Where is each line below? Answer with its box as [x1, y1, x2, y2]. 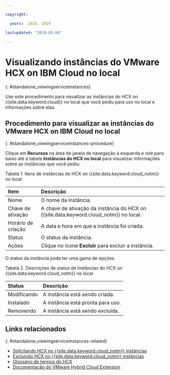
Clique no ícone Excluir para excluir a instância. [40, 242, 154, 249]
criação [8, 226, 26, 233]
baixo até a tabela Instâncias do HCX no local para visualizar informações [5, 155, 160, 162]
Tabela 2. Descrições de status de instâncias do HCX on [5, 265, 123, 271]
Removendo [8, 307, 36, 314]
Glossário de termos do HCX [12, 358, 72, 364]
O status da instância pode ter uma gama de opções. [5, 255, 116, 261]
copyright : [5, 12, 28, 17]
